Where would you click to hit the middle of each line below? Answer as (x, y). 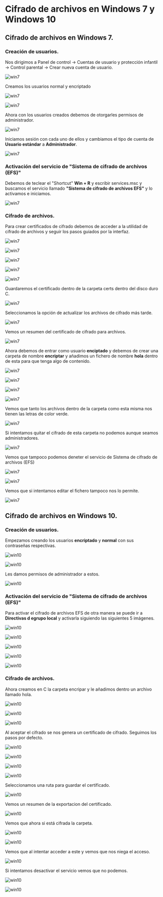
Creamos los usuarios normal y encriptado (48, 86)
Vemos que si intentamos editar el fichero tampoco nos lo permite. (72, 491)
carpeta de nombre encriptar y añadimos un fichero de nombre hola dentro (81, 356)
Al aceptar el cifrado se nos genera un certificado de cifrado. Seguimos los (81, 732)
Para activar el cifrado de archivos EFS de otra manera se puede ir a (74, 613)
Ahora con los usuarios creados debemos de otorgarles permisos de (74, 115)
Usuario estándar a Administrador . (41, 144)
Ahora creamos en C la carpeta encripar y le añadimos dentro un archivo (79, 689)
